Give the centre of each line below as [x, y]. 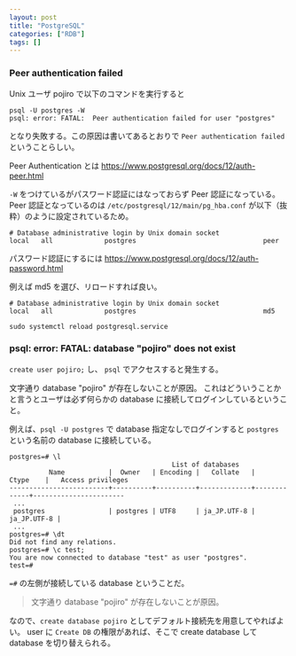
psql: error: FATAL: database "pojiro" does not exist [123, 348]
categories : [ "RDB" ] [47, 34]
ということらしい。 [44, 146]
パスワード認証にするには [56, 258]
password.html [36, 268]
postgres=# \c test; [47, 550]
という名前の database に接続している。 [83, 440]
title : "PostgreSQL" [47, 26]
